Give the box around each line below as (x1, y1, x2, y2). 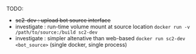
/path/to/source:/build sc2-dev (15, 29, 98, 35)
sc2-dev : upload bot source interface (15, 17, 111, 23)
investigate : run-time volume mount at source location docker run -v (15, 23, 191, 30)
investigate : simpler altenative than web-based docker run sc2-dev (15, 35, 186, 41)
